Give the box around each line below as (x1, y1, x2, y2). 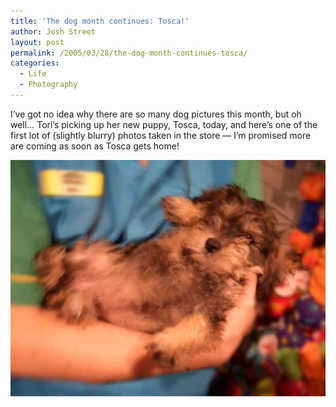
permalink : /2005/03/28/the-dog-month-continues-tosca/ (10, 48, 248, 58)
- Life (19, 69, 47, 79)
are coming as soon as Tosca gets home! (10, 140, 180, 152)
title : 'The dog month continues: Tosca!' (10, 16, 190, 26)
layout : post (10, 37, 65, 47)
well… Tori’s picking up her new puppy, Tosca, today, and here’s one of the (10, 118, 318, 130)
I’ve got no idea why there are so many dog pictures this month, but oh (10, 108, 302, 120)
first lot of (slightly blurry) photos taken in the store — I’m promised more (10, 129, 312, 141)
